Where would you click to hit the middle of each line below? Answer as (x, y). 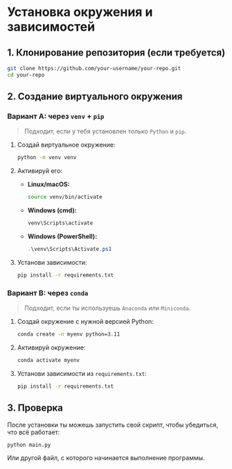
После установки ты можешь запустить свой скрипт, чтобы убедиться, (113, 425)
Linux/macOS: (49, 184)
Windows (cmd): (52, 211)
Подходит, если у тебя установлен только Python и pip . (105, 131)
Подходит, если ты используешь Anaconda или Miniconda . (107, 308)
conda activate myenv (48, 360)
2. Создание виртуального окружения (95, 97)
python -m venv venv (47, 158)
